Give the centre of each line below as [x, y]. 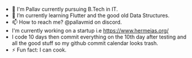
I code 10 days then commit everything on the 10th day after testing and [99, 37]
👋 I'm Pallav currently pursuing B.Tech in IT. [65, 9]
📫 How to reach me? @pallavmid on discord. [67, 22]
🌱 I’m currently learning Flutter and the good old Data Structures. [90, 15]
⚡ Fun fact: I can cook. [39, 50]
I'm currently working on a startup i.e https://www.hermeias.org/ [90, 30]
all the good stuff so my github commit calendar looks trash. [85, 43]
